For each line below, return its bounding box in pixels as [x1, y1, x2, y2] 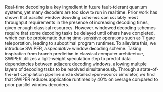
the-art [5, 72, 20, 77]
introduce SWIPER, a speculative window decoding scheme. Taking [5, 46, 141, 51]
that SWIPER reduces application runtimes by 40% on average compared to [5, 76, 158, 82]
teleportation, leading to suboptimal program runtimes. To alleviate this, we [5, 40, 156, 46]
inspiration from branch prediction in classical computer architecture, [5, 51, 144, 56]
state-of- [140, 66, 159, 72]
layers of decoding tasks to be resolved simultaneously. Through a [5, 66, 140, 72]
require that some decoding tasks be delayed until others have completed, [5, 30, 155, 36]
